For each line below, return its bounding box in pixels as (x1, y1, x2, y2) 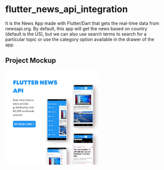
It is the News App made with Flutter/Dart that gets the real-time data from (5, 20, 159, 26)
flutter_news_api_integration (5, 4, 128, 15)
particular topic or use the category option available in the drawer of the (5, 36, 154, 42)
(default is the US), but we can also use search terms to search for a (5, 31, 147, 37)
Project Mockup (5, 56, 56, 65)
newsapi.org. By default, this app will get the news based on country (5, 25, 147, 31)
